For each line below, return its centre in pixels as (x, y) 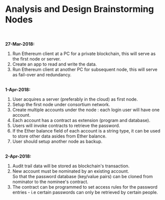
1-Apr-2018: (18, 89)
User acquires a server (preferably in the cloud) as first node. (75, 99)
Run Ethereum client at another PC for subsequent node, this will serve (85, 69)
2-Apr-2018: (18, 156)
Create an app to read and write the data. (54, 64)
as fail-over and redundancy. (42, 74)
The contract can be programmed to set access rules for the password (85, 187)
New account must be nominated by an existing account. (71, 171)
